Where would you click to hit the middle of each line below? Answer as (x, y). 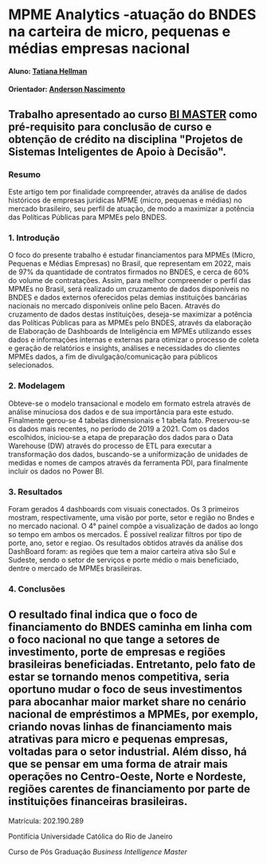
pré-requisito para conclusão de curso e (110, 126)
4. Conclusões (37, 589)
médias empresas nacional (99, 49)
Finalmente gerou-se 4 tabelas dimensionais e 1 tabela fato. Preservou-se (129, 420)
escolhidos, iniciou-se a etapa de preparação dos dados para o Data (121, 437)
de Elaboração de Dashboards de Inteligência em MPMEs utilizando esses (130, 332)
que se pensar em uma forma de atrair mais (118, 764)
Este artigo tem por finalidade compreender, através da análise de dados (128, 192)
